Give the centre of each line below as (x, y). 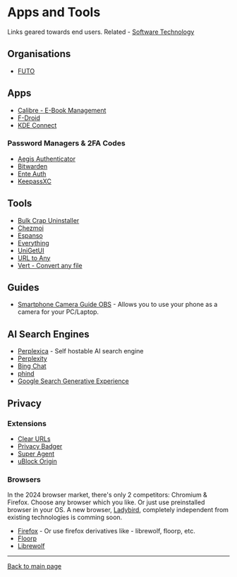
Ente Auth (32, 174)
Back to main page (35, 566)
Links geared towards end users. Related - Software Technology (101, 32)
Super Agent (36, 454)
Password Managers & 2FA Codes (66, 143)
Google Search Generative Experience (73, 381)
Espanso (30, 235)
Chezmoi (31, 228)
